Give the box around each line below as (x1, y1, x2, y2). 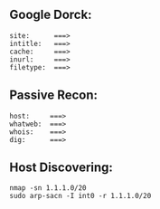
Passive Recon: (9, 88, 98, 103)
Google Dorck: (9, 7, 92, 23)
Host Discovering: (9, 160, 113, 176)
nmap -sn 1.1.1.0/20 (9, 184, 88, 193)
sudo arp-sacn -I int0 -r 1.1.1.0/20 (9, 192, 152, 201)
